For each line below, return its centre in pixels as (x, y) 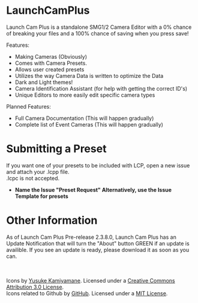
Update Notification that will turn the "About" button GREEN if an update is (98, 243)
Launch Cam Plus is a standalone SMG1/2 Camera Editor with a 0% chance (99, 27)
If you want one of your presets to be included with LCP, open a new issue (98, 165)
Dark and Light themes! (44, 82)
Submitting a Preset (56, 149)
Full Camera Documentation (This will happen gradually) (84, 118)
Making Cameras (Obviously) (51, 56)
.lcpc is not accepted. (33, 178)
